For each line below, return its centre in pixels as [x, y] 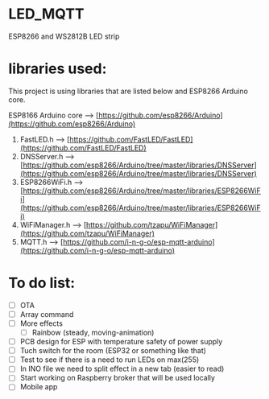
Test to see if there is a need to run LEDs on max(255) [110, 360]
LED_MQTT [46, 14]
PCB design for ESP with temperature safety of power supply [121, 342]
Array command [47, 314]
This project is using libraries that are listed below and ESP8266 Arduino [128, 91]
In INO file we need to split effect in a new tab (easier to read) [122, 369]
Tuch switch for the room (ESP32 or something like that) [113, 351]
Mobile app [39, 387]
